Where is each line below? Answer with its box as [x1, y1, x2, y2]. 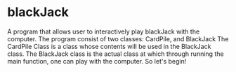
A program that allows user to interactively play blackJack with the [7, 27, 200, 36]
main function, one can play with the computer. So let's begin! [7, 57, 187, 65]
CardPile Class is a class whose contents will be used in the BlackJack [7, 42, 211, 50]
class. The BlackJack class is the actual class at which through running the [7, 50, 224, 58]
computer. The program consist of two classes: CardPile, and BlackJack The [7, 34, 229, 43]
